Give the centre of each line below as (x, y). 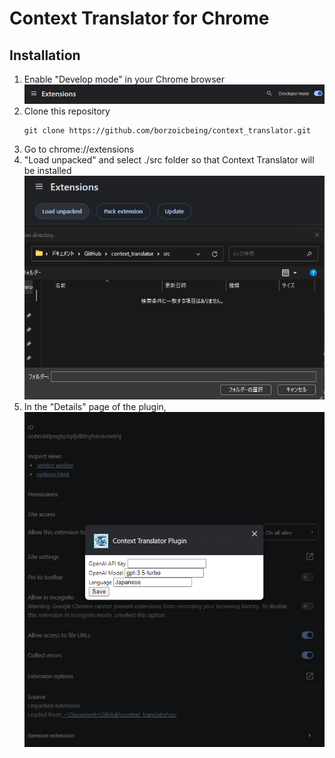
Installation (45, 55)
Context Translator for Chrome (139, 18)
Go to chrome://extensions (79, 149)
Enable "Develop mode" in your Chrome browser (124, 79)
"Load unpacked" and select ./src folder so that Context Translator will (169, 159)
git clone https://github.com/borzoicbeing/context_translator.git (167, 130)
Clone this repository (67, 111)
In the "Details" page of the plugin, (95, 407)
